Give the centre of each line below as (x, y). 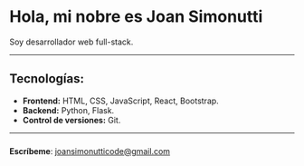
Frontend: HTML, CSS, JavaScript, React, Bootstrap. (120, 101)
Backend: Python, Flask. (68, 110)
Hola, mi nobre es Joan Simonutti (136, 17)
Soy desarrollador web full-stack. (71, 42)
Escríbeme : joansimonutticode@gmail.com (90, 151)
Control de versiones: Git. (71, 120)
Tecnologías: (47, 79)
